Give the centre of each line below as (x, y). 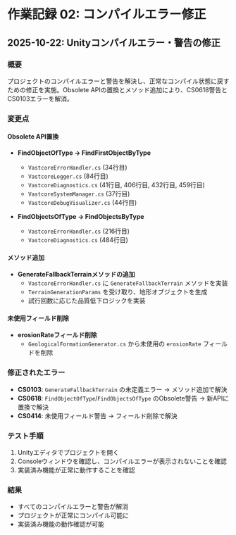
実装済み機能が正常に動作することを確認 (76, 470)
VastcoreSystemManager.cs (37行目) (79, 194)
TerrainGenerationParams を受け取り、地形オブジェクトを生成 (118, 292)
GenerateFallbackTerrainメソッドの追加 (76, 275)
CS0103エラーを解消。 (41, 99)
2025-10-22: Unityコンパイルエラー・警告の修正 (114, 43)
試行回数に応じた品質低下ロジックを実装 (87, 301)
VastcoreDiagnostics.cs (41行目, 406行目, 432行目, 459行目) (117, 185)
